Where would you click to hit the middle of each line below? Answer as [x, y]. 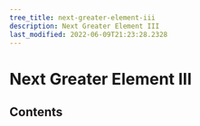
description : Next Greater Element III [85, 26]
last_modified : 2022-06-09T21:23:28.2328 [89, 34]
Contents [36, 112]
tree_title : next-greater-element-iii [82, 18]
